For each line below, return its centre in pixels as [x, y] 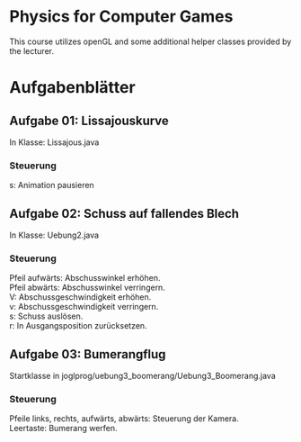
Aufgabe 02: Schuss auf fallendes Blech [124, 213]
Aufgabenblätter [73, 88]
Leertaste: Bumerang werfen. [64, 428]
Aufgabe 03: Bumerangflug [88, 354]
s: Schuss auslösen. [46, 316]
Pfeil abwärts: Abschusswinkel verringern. [88, 288]
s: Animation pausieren [52, 185]
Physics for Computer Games [121, 17]
